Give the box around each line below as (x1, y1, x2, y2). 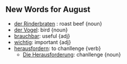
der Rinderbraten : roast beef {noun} (13, 20, 102, 27)
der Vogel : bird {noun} (13, 26, 68, 33)
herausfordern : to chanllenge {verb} (13, 45, 101, 52)
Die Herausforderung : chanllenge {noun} (22, 51, 121, 58)
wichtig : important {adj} (13, 38, 71, 45)
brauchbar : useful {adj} (13, 32, 71, 40)
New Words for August (5, 5, 91, 15)
